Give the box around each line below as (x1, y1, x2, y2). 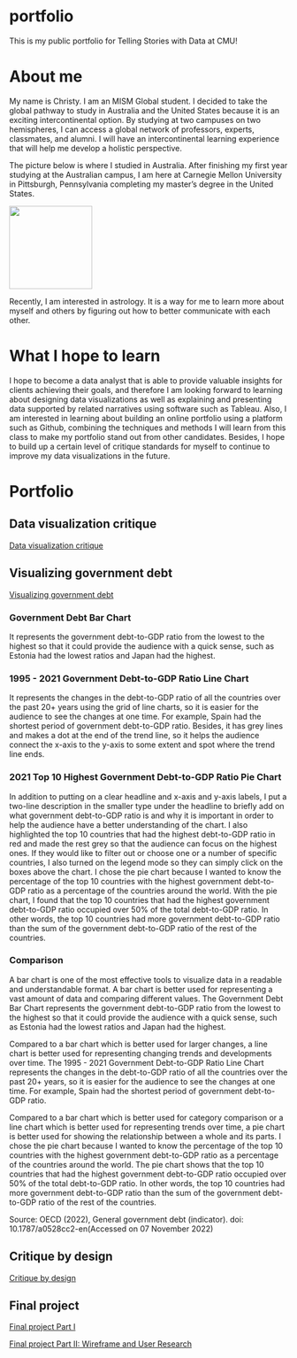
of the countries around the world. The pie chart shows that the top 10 (9, 1159, 264, 1169)
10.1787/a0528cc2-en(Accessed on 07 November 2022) (9, 1223, 214, 1234)
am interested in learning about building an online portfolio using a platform (9, 413, 283, 423)
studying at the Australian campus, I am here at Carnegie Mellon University (9, 169, 283, 180)
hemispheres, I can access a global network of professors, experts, (9, 124, 255, 135)
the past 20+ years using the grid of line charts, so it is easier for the (9, 702, 259, 713)
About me (9, 66, 83, 87)
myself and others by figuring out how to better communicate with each (9, 305, 271, 316)
